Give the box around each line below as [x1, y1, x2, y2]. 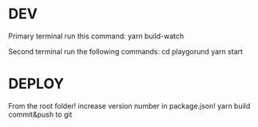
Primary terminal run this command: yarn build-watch [8, 31, 185, 41]
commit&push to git [8, 109, 73, 119]
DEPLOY [8, 75, 65, 93]
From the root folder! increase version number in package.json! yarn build [8, 101, 251, 110]
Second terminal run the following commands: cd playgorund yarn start [8, 46, 244, 56]
